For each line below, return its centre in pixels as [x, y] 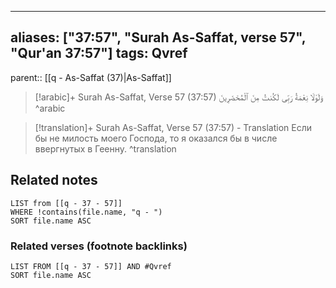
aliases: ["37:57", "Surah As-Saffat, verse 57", [158, 37]
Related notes [54, 180]
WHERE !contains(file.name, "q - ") [86, 212]
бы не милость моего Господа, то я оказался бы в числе [156, 138]
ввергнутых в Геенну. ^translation [105, 148]
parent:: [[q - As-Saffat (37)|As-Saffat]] [91, 77]
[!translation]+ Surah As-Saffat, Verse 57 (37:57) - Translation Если [173, 127]
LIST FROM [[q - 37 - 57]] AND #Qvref [91, 266]
